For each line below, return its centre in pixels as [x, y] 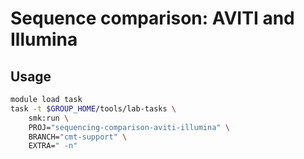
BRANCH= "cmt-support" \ [78, 137]
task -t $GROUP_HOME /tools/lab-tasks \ [93, 108]
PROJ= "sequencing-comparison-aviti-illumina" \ [129, 127]
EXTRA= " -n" [53, 146]
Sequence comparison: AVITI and [152, 18]
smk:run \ [49, 118]
